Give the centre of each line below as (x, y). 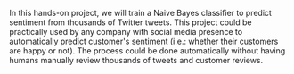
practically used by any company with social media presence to (126, 32)
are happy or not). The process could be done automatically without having (147, 51)
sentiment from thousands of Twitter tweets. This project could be (131, 22)
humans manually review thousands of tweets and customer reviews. (136, 60)
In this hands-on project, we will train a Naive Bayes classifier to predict (140, 13)
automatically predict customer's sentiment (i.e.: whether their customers (144, 41)
